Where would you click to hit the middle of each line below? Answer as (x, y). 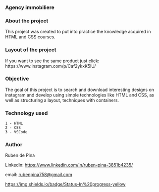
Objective (17, 79)
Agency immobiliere (30, 7)
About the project (27, 20)
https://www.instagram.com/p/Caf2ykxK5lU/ (51, 66)
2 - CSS (13, 128)
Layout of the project (31, 50)
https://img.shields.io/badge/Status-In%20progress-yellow (65, 184)
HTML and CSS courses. (30, 37)
